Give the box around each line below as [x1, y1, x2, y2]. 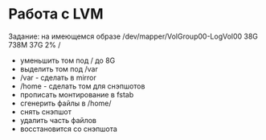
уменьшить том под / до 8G [19, 56, 116, 65]
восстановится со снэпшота [19, 124, 118, 134]
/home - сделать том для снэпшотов [19, 81, 145, 91]
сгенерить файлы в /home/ [19, 98, 112, 108]
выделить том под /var [19, 64, 98, 73]
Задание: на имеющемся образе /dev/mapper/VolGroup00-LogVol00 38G [8, 31, 259, 41]
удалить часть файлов [19, 115, 97, 125]
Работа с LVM [8, 5, 104, 23]
